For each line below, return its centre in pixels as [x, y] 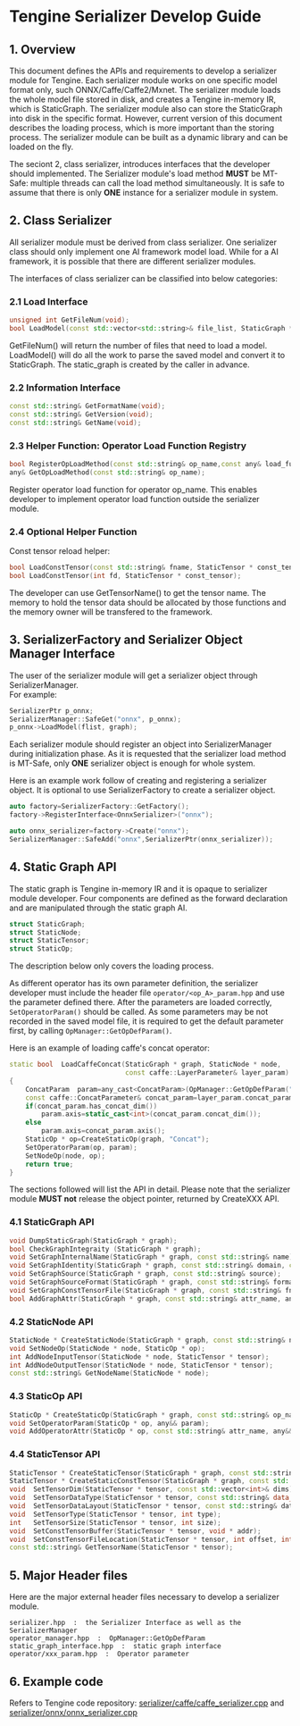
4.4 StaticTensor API [55, 1454]
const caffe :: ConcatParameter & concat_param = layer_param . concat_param [159, 1098]
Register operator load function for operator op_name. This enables [133, 490]
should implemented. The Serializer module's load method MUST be [135, 173]
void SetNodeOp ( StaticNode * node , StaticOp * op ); [107, 1348]
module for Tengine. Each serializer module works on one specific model [143, 80]
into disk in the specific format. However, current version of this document [146, 118]
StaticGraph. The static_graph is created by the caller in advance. [129, 364]
